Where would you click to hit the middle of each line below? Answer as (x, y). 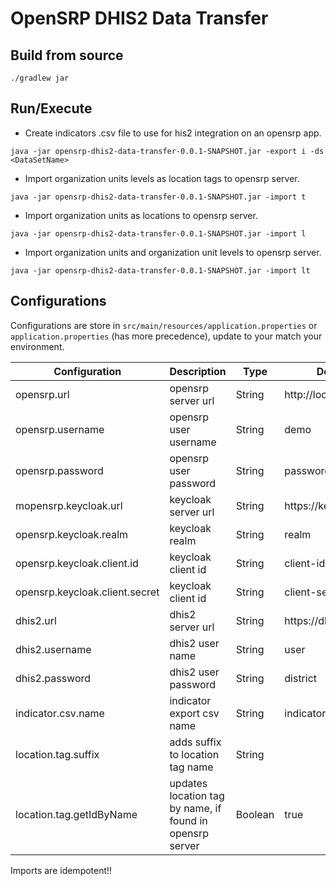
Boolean (255, 814)
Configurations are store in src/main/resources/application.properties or (164, 325)
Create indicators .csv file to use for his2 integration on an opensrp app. (173, 133)
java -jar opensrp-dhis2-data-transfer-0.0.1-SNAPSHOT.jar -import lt (160, 270)
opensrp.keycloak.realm (72, 534)
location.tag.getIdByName (76, 814)
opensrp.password (59, 470)
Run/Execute (51, 108)
